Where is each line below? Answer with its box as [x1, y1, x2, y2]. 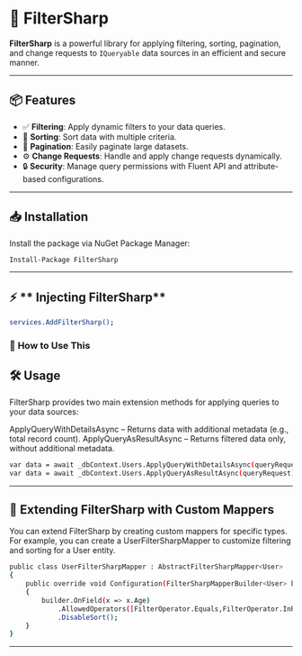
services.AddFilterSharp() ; [9, 318, 115, 327]
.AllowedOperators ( [57, 604, 130, 614]
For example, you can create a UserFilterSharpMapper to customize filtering [9, 535, 291, 546]
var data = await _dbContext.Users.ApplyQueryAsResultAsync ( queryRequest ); [9, 469, 299, 478]
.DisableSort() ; [57, 613, 119, 622]
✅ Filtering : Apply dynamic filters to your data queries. [22, 121, 226, 132]
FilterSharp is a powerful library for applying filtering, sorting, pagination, [9, 38, 281, 49]
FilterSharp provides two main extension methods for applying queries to [9, 396, 280, 407]
